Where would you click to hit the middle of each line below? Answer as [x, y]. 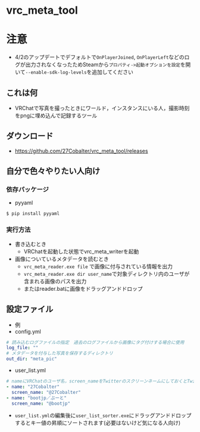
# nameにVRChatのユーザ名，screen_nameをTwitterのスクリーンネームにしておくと [97, 381]
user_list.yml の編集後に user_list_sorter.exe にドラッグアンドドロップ [103, 415]
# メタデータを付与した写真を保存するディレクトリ [60, 353]
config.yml [28, 331]
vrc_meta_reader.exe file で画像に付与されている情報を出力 [98, 266]
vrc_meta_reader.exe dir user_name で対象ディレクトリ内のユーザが [107, 274]
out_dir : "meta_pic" [32, 359]
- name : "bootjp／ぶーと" [37, 398]
